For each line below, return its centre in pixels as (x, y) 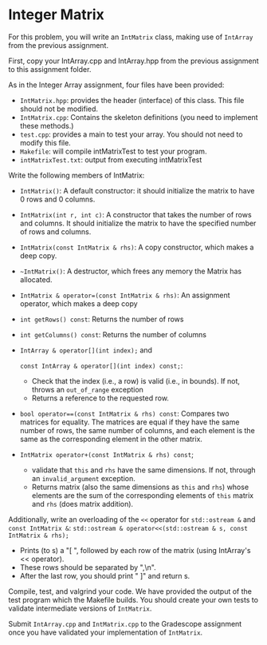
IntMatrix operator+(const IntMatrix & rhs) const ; (106, 454)
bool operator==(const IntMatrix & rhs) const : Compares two (124, 413)
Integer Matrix (57, 15)
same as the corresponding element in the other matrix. (111, 439)
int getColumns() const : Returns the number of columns (113, 334)
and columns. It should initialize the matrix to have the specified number (138, 223)
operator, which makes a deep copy (79, 303)
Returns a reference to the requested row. (100, 398)
